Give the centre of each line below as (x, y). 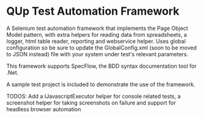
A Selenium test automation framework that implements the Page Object (97, 28)
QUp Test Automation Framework (93, 11)
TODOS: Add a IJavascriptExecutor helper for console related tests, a (94, 96)
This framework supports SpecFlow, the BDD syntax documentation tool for (102, 66)
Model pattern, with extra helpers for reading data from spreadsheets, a (97, 34)
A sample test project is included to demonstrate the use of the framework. (101, 84)
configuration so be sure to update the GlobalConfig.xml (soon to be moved (102, 48)
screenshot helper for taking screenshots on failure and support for (91, 103)
